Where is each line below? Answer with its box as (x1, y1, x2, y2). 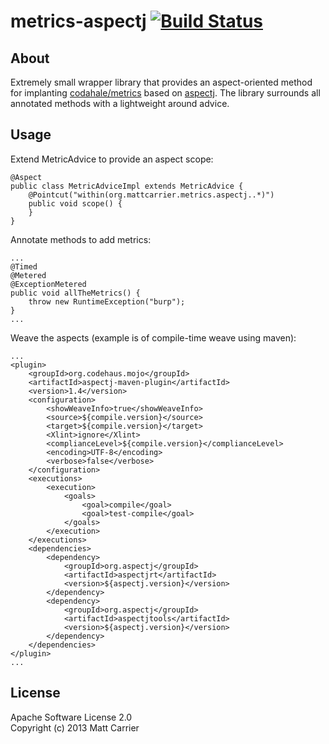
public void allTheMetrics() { (10, 288, 141, 298)
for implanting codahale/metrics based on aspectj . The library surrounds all (10, 87, 321, 99)
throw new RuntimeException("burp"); (28, 296, 186, 307)
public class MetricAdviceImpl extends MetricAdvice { (10, 181, 244, 191)
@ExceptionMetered (10, 279, 87, 289)
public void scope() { (28, 198, 123, 209)
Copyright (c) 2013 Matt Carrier (10, 721, 140, 734)
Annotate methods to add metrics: (10, 233, 152, 245)
